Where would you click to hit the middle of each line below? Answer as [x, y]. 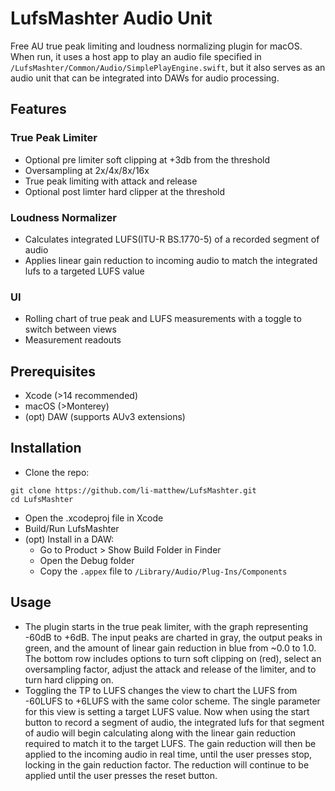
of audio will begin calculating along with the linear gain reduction [160, 733]
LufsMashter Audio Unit [111, 18]
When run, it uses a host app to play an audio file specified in [136, 56]
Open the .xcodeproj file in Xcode [94, 518]
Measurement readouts [73, 340]
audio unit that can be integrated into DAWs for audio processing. [145, 78]
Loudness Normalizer [63, 217]
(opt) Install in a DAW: [69, 539]
